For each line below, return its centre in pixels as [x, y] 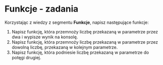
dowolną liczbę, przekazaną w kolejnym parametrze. [65, 47]
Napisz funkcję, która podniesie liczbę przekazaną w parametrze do [80, 52]
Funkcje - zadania [42, 9]
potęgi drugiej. [26, 57]
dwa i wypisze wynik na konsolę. [45, 37]
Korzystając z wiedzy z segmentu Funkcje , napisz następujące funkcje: [77, 22]
